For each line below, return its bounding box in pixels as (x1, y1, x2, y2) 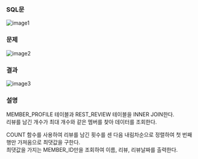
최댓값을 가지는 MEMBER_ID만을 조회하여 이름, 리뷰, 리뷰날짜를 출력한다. (6, 146, 178, 154)
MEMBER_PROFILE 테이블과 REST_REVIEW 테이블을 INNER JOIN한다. (6, 111, 175, 118)
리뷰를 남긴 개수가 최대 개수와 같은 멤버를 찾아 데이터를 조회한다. (6, 119, 158, 126)
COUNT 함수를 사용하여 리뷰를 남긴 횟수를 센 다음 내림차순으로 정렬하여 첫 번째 (6, 131, 193, 139)
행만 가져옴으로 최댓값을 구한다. (6, 139, 81, 146)
